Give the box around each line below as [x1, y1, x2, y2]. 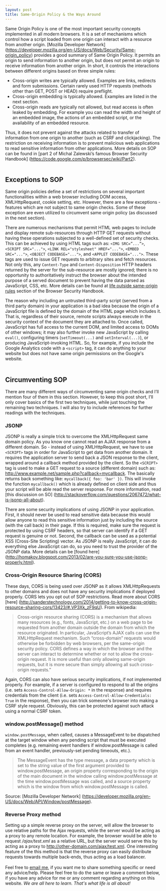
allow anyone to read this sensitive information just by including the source [5, 517, 158, 523]
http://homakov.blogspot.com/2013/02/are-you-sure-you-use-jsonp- [6, 554, 148, 560]
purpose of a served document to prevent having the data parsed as [5, 277, 145, 283]
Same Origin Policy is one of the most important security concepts [5, 25, 141, 31]
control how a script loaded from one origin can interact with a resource [5, 36, 152, 42]
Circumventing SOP [5, 375, 67, 384]
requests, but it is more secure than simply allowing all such [17, 661, 140, 667]
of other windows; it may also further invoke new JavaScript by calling [5, 329, 149, 336]
